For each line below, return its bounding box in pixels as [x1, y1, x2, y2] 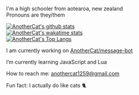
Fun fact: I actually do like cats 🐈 [6, 82, 87, 88]
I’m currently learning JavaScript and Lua [6, 59, 107, 65]
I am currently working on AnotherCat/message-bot [6, 47, 133, 54]
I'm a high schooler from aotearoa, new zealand [6, 5, 124, 12]
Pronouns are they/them [6, 11, 65, 18]
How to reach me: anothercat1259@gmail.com [6, 70, 120, 77]
